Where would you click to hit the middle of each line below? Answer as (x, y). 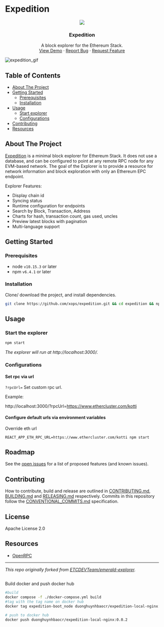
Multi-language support (36, 226)
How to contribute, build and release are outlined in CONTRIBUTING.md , (78, 491)
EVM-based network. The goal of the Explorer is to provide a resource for (79, 166)
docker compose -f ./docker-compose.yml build (53, 597)
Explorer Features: (24, 186)
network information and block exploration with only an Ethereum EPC (76, 171)
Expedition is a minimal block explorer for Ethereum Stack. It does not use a (81, 156)
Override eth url (21, 428)
